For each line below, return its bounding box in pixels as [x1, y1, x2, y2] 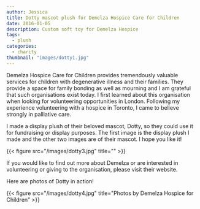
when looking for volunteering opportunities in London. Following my [6, 97, 180, 105]
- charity [12, 49, 37, 55]
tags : [6, 32, 20, 38]
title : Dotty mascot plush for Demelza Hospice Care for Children [6, 15, 180, 21]
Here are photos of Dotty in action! [6, 177, 94, 184]
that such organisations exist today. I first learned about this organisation [6, 91, 191, 98]
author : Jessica [6, 9, 48, 15]
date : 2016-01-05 [6, 20, 51, 26]
